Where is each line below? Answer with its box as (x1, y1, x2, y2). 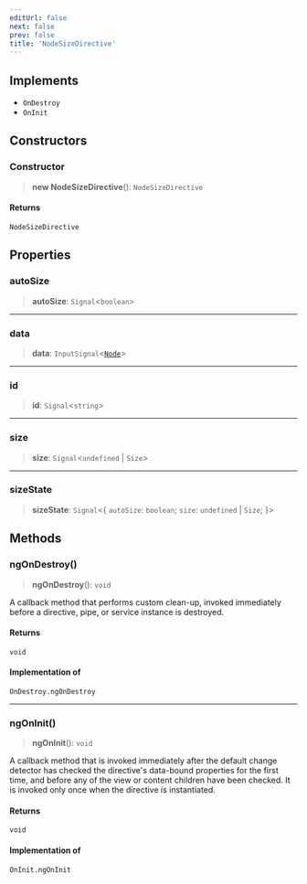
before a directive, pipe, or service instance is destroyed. (9, 606, 225, 617)
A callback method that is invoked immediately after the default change (9, 755, 278, 766)
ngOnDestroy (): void (31, 579, 111, 590)
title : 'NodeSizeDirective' (9, 38, 117, 48)
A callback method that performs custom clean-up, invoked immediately (9, 596, 281, 608)
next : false (9, 22, 55, 31)
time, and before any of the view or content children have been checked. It (9, 774, 291, 786)
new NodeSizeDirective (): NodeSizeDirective (31, 181, 204, 192)
